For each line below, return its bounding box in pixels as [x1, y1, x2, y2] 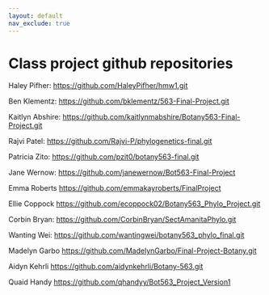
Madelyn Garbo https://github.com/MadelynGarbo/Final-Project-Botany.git [8, 246, 257, 255]
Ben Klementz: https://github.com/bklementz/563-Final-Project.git [8, 96, 230, 106]
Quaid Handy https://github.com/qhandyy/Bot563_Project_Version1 [8, 277, 231, 287]
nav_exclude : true [8, 19, 70, 27]
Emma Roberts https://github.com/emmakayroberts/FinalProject [8, 183, 221, 193]
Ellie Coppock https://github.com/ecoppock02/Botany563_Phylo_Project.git [8, 199, 261, 209]
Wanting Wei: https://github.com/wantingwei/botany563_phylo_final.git [8, 230, 245, 240]
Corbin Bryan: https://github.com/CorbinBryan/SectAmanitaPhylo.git [8, 215, 237, 225]
